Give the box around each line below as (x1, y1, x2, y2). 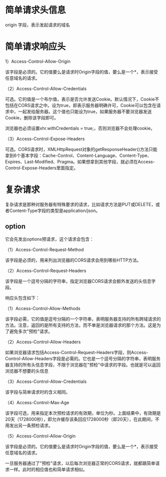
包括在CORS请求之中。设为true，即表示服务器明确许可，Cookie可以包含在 (5, 102, 157, 108)
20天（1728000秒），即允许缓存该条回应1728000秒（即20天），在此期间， (5, 416, 156, 422)
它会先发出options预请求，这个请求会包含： (5, 236, 94, 242)
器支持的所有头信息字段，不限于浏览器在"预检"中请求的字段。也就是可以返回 (5, 362, 161, 368)
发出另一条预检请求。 (9, 422, 53, 428)
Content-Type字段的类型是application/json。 (9, 208, 100, 213)
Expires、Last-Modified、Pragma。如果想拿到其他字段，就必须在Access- (5, 159, 155, 164)
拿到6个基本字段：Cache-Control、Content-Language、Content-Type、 (5, 152, 152, 159)
